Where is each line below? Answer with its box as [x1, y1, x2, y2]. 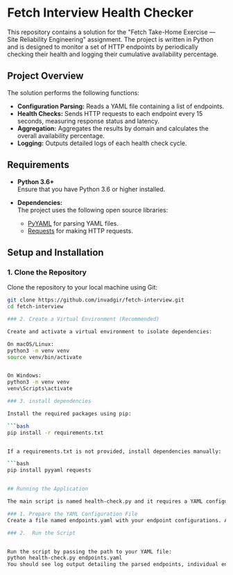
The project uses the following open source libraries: [17, 206, 169, 214]
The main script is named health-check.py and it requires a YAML [7, 498, 203, 505]
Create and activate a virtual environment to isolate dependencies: [7, 328, 213, 335]
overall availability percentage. [17, 131, 105, 140]
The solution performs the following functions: [7, 88, 140, 97]
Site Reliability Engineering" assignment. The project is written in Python [7, 35, 214, 43]
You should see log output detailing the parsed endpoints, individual [7, 561, 218, 568]
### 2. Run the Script [7, 529, 76, 536]
